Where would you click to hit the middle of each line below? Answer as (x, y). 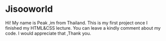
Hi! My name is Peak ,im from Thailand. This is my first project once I (76, 23)
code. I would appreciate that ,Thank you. (48, 33)
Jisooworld (29, 9)
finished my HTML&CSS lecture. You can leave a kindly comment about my (83, 28)
